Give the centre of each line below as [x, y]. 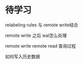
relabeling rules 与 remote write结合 [42, 25]
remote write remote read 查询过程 [41, 46]
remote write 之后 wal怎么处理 [36, 35]
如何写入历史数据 [23, 56]
